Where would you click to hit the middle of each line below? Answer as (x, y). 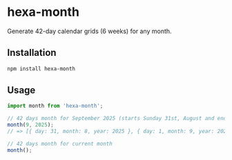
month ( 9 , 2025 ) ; (30, 125)
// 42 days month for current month (60, 143)
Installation (32, 53)
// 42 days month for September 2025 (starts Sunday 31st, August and (111, 119)
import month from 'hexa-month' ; (55, 106)
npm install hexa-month (41, 69)
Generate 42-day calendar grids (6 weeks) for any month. (89, 31)
